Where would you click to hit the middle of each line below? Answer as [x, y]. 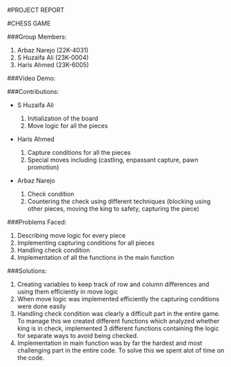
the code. [31, 358]
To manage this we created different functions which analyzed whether [118, 321]
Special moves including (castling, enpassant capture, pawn [113, 160]
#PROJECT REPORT [36, 10]
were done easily [41, 306]
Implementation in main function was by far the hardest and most [110, 343]
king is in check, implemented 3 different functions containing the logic [118, 328]
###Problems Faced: [37, 222]
